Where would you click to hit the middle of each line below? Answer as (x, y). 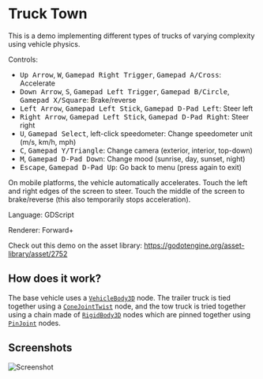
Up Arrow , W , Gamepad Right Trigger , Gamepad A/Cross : (120, 74)
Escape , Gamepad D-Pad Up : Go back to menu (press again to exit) (131, 167)
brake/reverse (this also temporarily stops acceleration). (100, 199)
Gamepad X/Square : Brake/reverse (78, 100)
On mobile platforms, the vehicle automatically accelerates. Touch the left (128, 182)
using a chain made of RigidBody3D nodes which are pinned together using (130, 314)
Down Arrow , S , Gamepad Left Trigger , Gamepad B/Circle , (124, 91)
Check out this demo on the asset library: (75, 245)
